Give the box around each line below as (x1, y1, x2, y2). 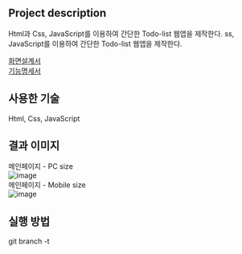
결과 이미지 (8, 139, 60, 153)
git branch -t (8, 236, 50, 246)
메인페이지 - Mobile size (8, 180, 86, 190)
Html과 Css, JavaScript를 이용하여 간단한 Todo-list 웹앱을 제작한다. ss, (8, 28, 235, 39)
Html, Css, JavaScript (8, 113, 80, 123)
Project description (8, 6, 107, 20)
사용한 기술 (8, 92, 60, 105)
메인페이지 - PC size (8, 162, 74, 171)
